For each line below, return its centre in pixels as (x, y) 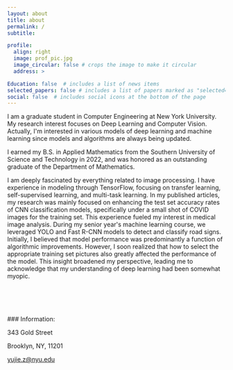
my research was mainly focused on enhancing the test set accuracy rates (114, 203)
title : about (26, 20)
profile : (20, 46)
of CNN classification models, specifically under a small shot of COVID (108, 210)
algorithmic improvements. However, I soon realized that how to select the (113, 246)
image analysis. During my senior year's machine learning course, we (106, 225)
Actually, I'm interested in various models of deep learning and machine (110, 131)
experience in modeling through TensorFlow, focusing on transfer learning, (114, 187)
